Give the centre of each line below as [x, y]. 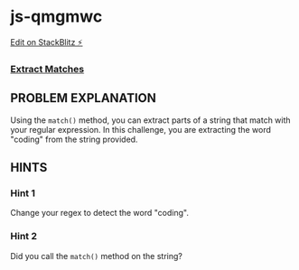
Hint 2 [24, 237]
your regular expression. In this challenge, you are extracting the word [141, 129]
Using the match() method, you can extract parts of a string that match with [151, 120]
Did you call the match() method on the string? [97, 256]
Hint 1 [23, 193]
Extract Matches [47, 69]
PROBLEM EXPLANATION [83, 98]
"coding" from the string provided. [74, 139]
